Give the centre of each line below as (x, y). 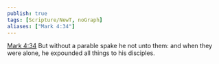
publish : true (27, 13)
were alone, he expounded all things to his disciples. (81, 53)
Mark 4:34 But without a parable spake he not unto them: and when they (110, 46)
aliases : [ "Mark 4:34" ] (41, 26)
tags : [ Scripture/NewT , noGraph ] (55, 20)
